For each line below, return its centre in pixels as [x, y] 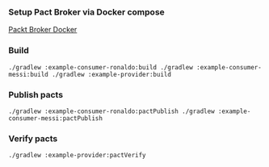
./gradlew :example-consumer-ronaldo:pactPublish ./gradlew [112, 111]
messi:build [28, 74]
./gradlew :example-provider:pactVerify [78, 156]
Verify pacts [33, 138]
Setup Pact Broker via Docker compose [87, 12]
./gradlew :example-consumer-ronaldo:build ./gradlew [101, 67]
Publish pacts [36, 94]
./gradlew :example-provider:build [111, 74]
